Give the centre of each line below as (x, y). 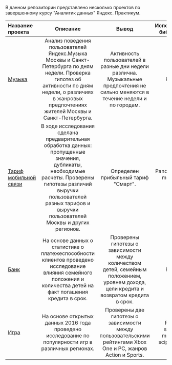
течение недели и (125, 98)
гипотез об (68, 79)
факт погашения (68, 292)
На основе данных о (68, 240)
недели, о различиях (68, 92)
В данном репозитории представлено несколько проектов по (73, 7)
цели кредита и (125, 289)
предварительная (68, 139)
